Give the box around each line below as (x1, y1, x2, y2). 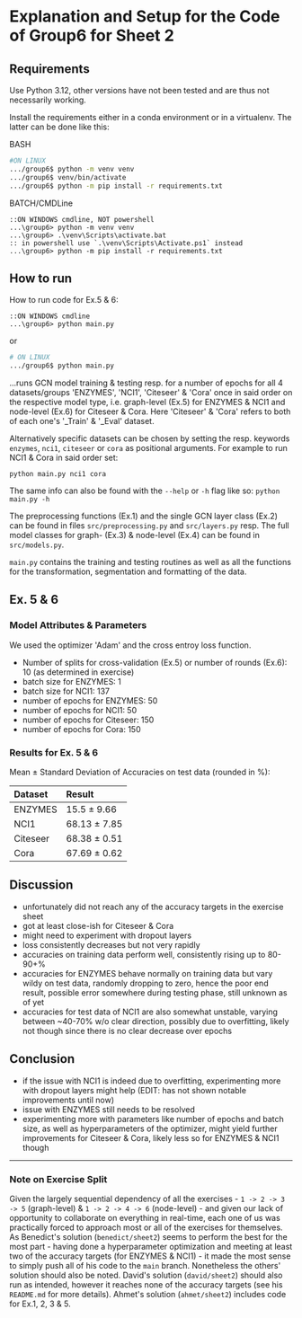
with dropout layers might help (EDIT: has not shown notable (22, 1084, 247, 1095)
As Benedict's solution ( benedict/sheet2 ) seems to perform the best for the (9, 1231, 288, 1242)
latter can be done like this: (9, 121, 110, 132)
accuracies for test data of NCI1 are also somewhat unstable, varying (22, 1006, 279, 1017)
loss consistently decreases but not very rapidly (22, 939, 200, 950)
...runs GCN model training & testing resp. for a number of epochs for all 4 (9, 377, 283, 388)
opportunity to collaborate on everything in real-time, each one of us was (9, 1212, 280, 1223)
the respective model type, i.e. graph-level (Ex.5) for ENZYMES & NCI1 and (9, 397, 286, 408)
